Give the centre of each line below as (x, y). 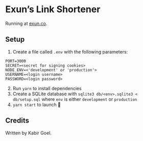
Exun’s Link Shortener (53, 9)
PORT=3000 (16, 61)
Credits (17, 121)
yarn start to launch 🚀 (37, 104)
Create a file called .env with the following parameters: (70, 51)
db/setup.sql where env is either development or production (75, 99)
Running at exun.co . (26, 23)
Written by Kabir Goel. (29, 133)
